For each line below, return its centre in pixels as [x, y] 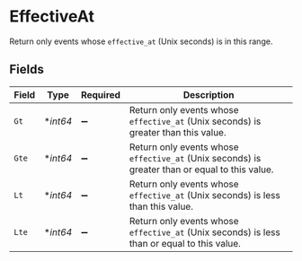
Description [209, 94]
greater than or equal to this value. [201, 170]
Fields [27, 70]
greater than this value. [178, 132]
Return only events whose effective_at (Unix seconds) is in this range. [141, 41]
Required [101, 94]
